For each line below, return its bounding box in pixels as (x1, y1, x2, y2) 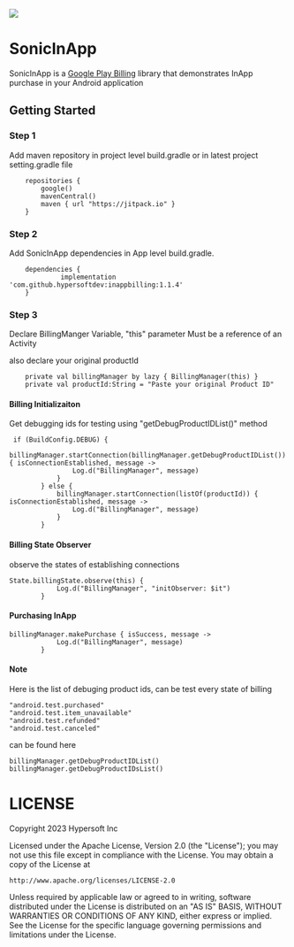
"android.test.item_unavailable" (9, 709, 132, 718)
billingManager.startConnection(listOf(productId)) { (56, 489, 259, 499)
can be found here (9, 740, 77, 751)
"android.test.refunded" (9, 717, 101, 726)
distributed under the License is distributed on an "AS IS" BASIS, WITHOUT (9, 901, 283, 912)
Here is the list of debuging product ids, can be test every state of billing (9, 684, 272, 695)
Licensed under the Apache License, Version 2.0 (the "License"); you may (9, 840, 279, 851)
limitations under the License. (9, 929, 117, 940)
